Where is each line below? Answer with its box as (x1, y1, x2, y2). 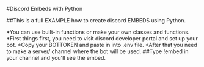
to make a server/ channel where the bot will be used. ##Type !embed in (6, 48, 189, 55)
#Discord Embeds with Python (6, 5, 83, 12)
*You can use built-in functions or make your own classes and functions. (6, 28, 190, 36)
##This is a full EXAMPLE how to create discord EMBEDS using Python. (6, 17, 186, 24)
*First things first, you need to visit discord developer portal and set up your (6, 35, 199, 42)
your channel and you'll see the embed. (6, 54, 106, 61)
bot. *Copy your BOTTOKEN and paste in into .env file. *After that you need (6, 42, 197, 48)
